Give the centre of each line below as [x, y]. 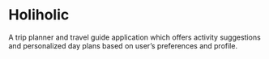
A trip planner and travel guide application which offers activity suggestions [134, 37]
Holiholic [39, 15]
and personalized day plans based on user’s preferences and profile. [123, 45]
